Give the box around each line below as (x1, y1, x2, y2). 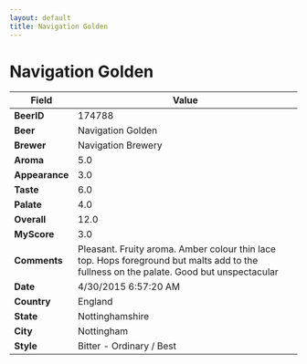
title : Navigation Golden (9, 22, 108, 31)
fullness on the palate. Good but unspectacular (77, 265, 279, 278)
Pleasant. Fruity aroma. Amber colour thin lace (77, 243, 277, 255)
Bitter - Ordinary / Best (77, 339, 176, 352)
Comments (14, 255, 64, 267)
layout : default (9, 13, 71, 23)
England (77, 296, 113, 308)
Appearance (14, 169, 69, 182)
